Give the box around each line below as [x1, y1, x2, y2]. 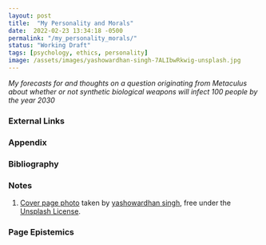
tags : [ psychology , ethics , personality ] [8, 49, 149, 57]
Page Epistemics [8, 226, 74, 237]
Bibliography [8, 158, 59, 169]
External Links [8, 115, 66, 127]
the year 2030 [8, 95, 56, 105]
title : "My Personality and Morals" [8, 19, 134, 27]
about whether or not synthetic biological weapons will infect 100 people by [8, 86, 258, 96]
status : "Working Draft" [8, 42, 91, 50]
